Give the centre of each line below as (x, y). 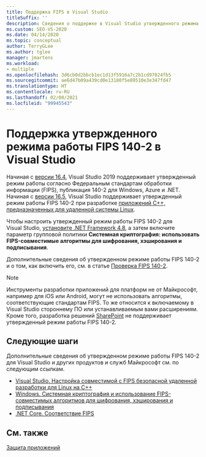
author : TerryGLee (30, 47)
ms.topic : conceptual (34, 40)
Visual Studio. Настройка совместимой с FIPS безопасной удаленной (106, 381)
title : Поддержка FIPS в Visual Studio (57, 12)
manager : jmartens (30, 58)
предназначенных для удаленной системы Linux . (71, 209)
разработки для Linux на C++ (54, 388)
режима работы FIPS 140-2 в (84, 146)
